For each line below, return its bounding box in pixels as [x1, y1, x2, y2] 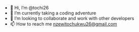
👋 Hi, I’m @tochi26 [10, 5, 49, 10]
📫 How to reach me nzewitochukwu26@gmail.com [10, 21, 117, 27]
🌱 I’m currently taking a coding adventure [10, 10, 97, 16]
